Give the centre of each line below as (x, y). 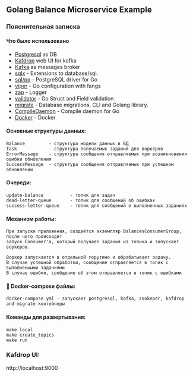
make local (20, 329)
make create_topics (30, 335)
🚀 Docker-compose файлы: (41, 286)
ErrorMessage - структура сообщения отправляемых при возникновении (96, 154)
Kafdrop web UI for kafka (45, 60)
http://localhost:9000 (32, 367)
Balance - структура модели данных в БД (67, 143)
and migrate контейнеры (36, 304)
